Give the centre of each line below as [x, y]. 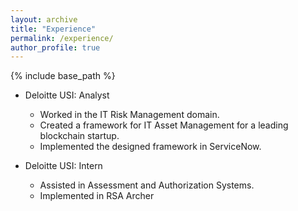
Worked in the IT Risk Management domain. [129, 115]
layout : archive [44, 19]
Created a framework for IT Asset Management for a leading [164, 125]
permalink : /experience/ [62, 38]
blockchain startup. [79, 136]
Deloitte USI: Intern [63, 166]
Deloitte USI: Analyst [67, 95]
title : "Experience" [53, 29]
